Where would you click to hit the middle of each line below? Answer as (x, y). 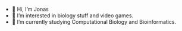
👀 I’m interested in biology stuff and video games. (73, 15)
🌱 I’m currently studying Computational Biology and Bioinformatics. (94, 22)
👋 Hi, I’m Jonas (30, 9)
